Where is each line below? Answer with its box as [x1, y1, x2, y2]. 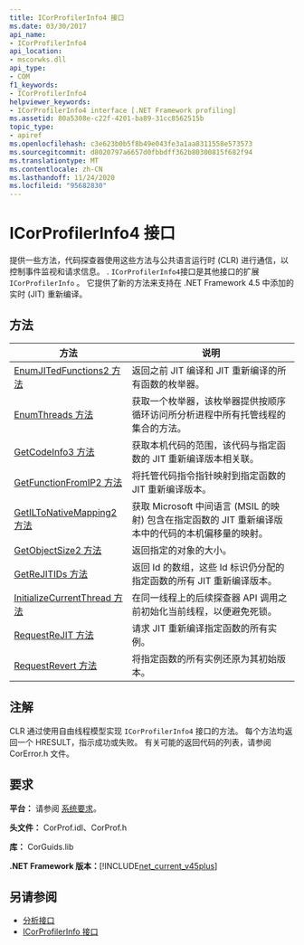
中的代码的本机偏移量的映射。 [140, 526, 269, 539]
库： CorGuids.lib [9, 841, 74, 852]
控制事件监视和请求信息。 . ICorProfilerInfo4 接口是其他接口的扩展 [9, 266, 260, 277]
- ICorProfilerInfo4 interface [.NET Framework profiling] [9, 106, 237, 115]
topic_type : [9, 123, 54, 132]
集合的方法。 [131, 421, 187, 434]
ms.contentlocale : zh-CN [9, 165, 103, 174]
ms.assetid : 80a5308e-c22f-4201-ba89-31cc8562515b [9, 114, 204, 123]
